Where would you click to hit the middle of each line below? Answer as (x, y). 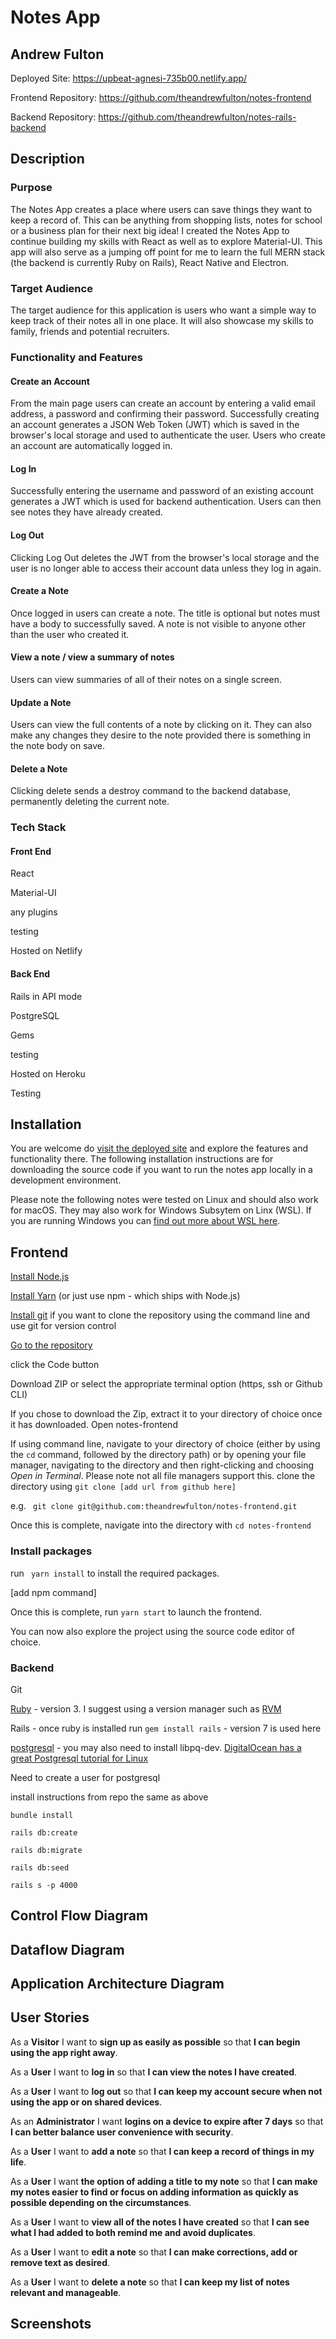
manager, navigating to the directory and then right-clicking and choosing (162, 1465)
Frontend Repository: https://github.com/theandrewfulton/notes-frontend (161, 97)
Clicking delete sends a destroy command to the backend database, (151, 791)
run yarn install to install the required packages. (115, 1573)
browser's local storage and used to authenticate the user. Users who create (168, 435)
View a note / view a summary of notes (92, 657)
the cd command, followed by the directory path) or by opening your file (158, 1455)
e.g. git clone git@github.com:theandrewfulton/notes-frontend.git (154, 1506)
